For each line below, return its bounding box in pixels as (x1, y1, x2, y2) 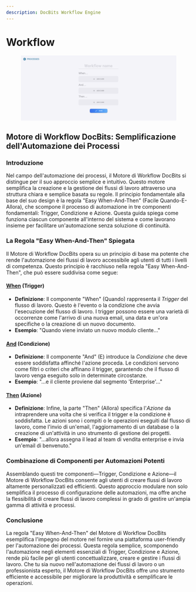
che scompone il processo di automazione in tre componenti (25, 203, 171, 210)
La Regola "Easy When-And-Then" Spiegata (6, 237, 135, 245)
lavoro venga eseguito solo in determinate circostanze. (14, 372, 148, 379)
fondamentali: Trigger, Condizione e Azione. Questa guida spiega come (6, 209, 179, 217)
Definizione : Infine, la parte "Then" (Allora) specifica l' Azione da (14, 404, 171, 412)
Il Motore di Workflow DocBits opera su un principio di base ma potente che (6, 250, 190, 257)
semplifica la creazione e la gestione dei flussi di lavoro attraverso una (6, 185, 176, 192)
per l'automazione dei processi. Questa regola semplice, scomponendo (6, 541, 179, 549)
